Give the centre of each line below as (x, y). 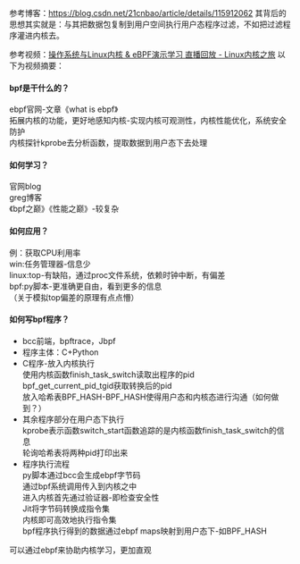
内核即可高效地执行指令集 (69, 519)
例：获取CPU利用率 (45, 252)
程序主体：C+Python (60, 352)
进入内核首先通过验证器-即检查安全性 (91, 497)
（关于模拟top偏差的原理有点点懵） (74, 297)
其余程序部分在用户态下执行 (73, 419)
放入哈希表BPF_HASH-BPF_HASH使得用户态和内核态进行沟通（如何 (146, 397)
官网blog (25, 187)
